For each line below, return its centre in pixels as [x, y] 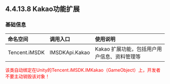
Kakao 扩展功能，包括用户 [126, 49]
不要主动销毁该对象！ [27, 76]
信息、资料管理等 [120, 56]
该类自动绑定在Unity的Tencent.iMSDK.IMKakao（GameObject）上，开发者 [83, 70]
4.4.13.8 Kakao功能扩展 [42, 9]
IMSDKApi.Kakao [70, 52]
